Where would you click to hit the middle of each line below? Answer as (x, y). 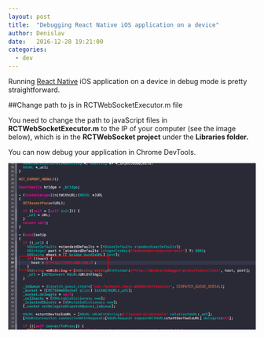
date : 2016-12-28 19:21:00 (56, 42)
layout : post (29, 17)
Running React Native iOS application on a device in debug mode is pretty (128, 81)
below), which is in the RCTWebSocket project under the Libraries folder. (128, 137)
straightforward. (34, 90)
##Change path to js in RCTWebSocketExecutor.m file (95, 105)
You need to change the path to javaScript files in (88, 120)
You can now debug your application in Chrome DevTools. (102, 152)
